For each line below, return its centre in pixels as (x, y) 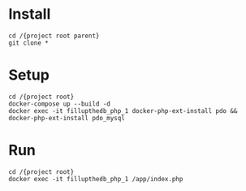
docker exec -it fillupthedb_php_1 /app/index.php (96, 179)
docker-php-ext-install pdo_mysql (67, 118)
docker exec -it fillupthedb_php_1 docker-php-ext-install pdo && (123, 111)
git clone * (28, 43)
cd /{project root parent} (54, 36)
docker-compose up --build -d (60, 104)
